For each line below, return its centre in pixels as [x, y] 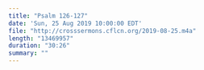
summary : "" [28, 53]
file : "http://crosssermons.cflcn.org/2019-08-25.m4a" [102, 31]
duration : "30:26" [39, 46]
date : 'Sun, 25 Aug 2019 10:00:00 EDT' [75, 23]
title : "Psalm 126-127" [48, 16]
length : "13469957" [41, 38]
